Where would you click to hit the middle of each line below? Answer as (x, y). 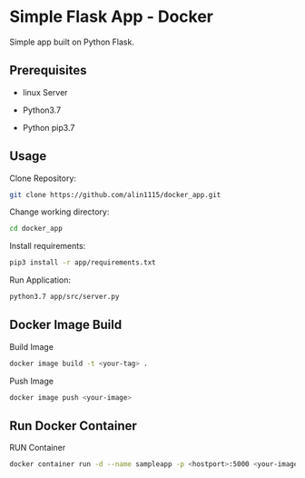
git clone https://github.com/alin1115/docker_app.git (115, 194)
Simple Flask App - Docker (111, 17)
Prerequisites (48, 70)
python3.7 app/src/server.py (64, 297)
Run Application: (40, 280)
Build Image (32, 346)
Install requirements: (48, 246)
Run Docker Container (74, 426)
